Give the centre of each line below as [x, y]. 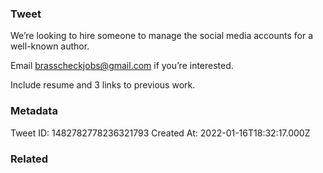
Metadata [34, 111]
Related [29, 159]
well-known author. [50, 46]
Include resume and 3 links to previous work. [103, 85]
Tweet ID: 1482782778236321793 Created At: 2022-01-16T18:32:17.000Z [160, 133]
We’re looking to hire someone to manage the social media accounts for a [162, 36]
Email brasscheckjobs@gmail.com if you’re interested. [122, 66]
